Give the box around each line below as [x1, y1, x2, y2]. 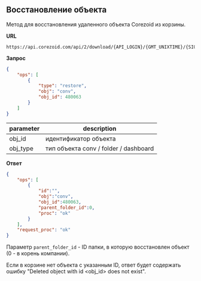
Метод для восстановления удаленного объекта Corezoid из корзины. [6, 20, 186, 28]
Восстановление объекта [6, 5, 107, 15]
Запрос [6, 54, 26, 62]
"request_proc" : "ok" [17, 227, 71, 233]
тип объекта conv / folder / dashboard [45, 144, 154, 153]
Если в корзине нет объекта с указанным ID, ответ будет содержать [6, 261, 181, 269]
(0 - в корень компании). [6, 250, 70, 257]
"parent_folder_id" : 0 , [38, 204, 95, 211]
